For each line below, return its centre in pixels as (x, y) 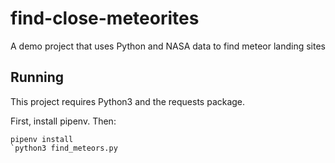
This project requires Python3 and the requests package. (128, 101)
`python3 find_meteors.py (64, 148)
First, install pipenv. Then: (63, 121)
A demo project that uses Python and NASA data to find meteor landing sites (168, 46)
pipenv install (42, 139)
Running (37, 77)
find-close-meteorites (105, 18)
